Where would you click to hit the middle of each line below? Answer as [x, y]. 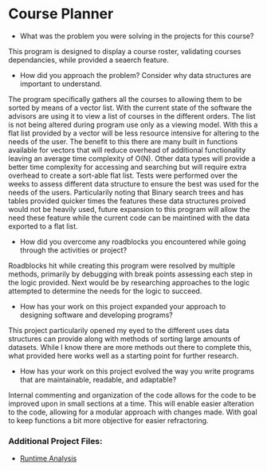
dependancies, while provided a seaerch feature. [88, 60]
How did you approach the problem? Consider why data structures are [135, 75]
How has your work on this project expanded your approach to [123, 306]
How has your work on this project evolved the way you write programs [137, 371]
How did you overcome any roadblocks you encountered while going [133, 241]
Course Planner [61, 14]
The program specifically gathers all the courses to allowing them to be [125, 99]
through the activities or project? [73, 250]
